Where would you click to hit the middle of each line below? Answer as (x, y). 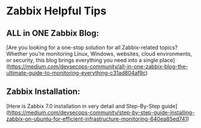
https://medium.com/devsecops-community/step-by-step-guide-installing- (101, 112)
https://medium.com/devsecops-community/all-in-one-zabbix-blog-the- (98, 66)
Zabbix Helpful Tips (56, 11)
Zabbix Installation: (43, 92)
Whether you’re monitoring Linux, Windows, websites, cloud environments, (99, 54)
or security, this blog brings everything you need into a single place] (91, 60)
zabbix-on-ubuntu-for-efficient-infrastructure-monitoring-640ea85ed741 (97, 118)
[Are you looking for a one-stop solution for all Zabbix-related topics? (92, 47)
